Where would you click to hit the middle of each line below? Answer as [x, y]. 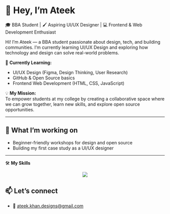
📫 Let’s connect [32, 191]
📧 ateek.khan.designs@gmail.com [48, 206]
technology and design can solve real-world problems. [62, 52]
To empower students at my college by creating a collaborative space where [85, 99]
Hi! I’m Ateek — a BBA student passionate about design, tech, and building [83, 42]
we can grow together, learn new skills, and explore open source [73, 104]
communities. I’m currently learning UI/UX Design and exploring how [77, 47]
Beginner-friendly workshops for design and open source [72, 142]
